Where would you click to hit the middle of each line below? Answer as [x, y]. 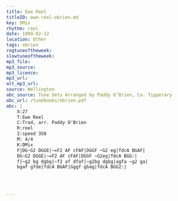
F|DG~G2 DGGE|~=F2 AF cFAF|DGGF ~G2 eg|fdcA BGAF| [81, 150]
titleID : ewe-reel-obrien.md [42, 17]
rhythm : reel [22, 28]
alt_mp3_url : [22, 84]
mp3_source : [21, 67]
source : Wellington [30, 89]
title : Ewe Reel [26, 12]
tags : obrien [22, 45]
